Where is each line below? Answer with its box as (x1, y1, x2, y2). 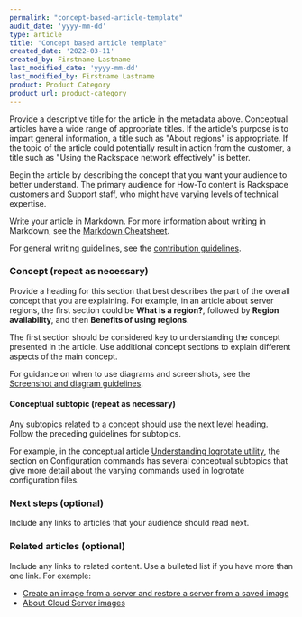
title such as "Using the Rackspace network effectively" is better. (9, 152, 251, 162)
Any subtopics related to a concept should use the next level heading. (9, 419, 269, 429)
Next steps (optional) (9, 497, 105, 510)
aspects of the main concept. (9, 351, 118, 362)
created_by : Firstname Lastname (9, 55, 131, 64)
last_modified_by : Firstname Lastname (9, 72, 155, 81)
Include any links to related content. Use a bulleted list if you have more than (9, 560, 294, 571)
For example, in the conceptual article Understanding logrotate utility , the (9, 446, 281, 456)
